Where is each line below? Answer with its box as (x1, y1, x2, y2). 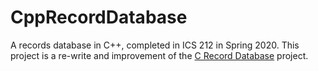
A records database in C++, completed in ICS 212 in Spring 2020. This (10, 39, 300, 51)
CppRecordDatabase (10, 6, 188, 29)
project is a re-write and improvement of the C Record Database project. (10, 49, 309, 61)
